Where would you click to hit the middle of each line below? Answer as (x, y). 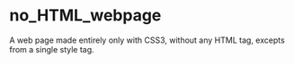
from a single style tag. (52, 49)
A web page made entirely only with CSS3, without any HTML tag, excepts (147, 40)
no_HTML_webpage (85, 16)
